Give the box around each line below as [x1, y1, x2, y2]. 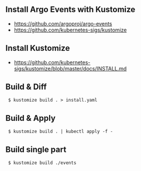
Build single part [5, 144, 67, 154]
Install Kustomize [5, 43, 70, 53]
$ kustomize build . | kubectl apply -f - [8, 128, 114, 135]
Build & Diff [5, 82, 47, 92]
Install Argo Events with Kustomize [5, 5, 136, 15]
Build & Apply [5, 113, 56, 123]
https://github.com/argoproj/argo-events [13, 20, 112, 27]
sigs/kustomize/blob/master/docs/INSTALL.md [13, 65, 127, 72]
